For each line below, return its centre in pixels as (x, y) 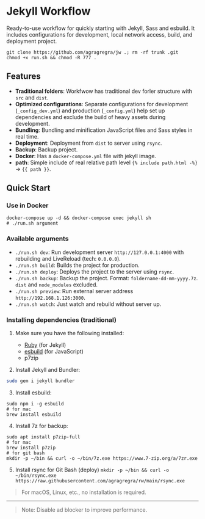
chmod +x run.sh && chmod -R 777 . (52, 57)
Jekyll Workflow (49, 11)
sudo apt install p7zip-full (43, 437)
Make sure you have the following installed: (70, 333)
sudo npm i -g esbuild (35, 404)
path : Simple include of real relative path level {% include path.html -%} (106, 162)
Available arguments (38, 239)
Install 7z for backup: (41, 426)
